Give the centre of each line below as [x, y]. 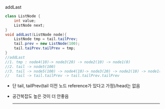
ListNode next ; [29, 25]
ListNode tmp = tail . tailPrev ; [46, 39]
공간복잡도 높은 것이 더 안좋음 [40, 96]
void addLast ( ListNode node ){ [36, 35]
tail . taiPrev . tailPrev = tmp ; [45, 48]
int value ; [25, 21]
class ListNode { [23, 16]
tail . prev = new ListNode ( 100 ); [47, 44]
